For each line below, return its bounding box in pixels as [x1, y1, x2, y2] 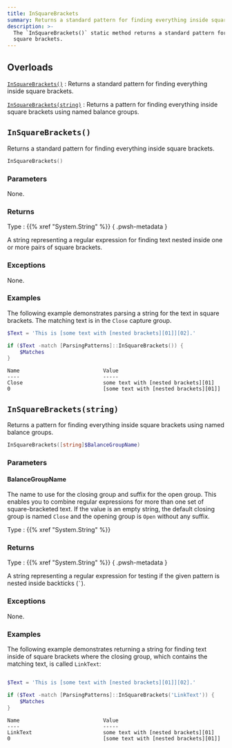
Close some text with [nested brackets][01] [7, 380, 215, 386]
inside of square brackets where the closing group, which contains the [7, 653, 208, 661]
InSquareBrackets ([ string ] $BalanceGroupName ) [7, 442, 140, 449]
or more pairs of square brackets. [7, 243, 102, 252]
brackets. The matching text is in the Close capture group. [7, 316, 172, 324]
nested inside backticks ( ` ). [7, 579, 86, 587]
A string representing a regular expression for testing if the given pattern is [7, 572, 220, 580]
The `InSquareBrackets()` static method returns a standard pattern [13, 29, 215, 37]
